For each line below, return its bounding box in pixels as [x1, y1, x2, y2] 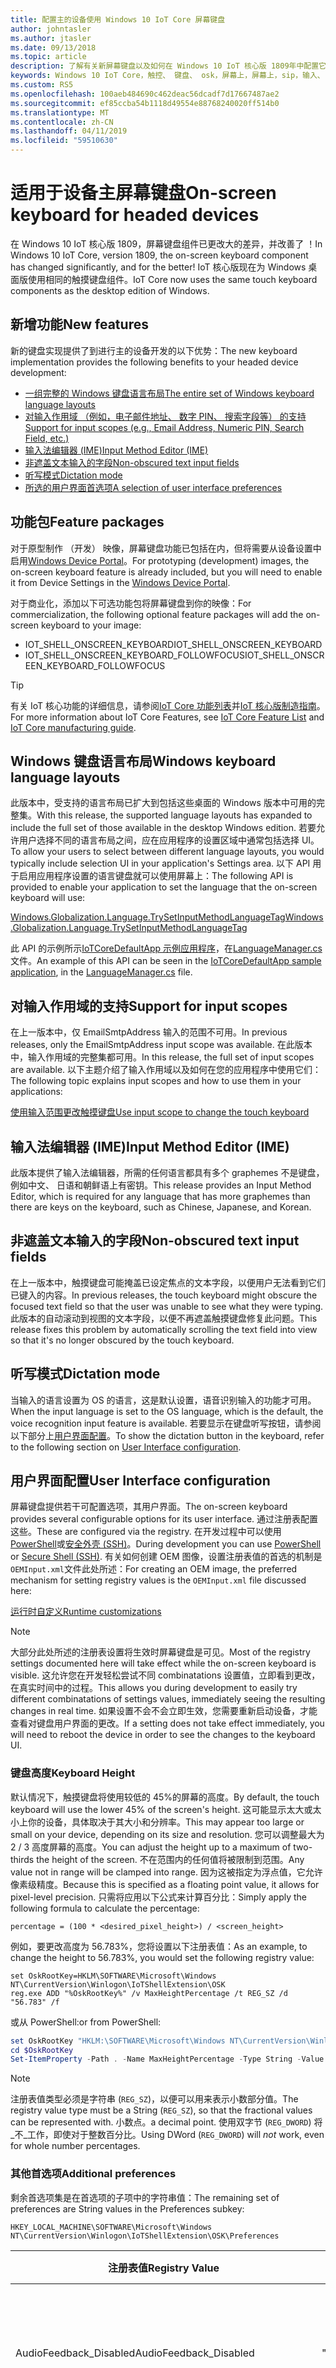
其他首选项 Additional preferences [10, 2167, 177, 2181]
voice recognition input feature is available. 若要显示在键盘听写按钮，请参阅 [10, 1417, 322, 1429]
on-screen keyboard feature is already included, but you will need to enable [10, 566, 323, 578]
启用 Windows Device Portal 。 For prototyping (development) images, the [10, 554, 310, 566]
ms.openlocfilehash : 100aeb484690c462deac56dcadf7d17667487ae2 [10, 89, 280, 99]
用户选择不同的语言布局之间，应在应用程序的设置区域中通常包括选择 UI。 [18, 834, 320, 846]
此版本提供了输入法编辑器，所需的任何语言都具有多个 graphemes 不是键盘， [10, 1167, 325, 1178]
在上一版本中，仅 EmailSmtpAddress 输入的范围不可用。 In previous [10, 1026, 288, 1038]
